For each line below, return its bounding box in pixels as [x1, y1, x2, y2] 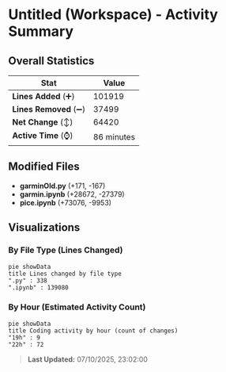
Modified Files [8, 160, 81, 174]
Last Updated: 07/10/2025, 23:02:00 [27, 355, 149, 364]
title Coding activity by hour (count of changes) [8, 327, 179, 335]
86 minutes [92, 131, 136, 142]
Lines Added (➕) [12, 91, 75, 102]
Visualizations [8, 221, 81, 235]
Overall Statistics [8, 54, 95, 67]
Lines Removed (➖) [12, 104, 85, 114]
